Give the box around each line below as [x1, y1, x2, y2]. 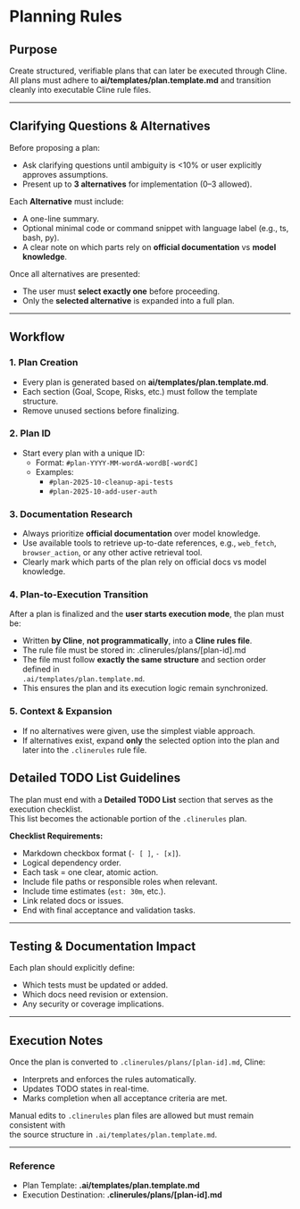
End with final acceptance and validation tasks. [21, 905, 196, 915]
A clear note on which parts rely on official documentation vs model [21, 241, 277, 252]
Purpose [9, 42, 58, 57]
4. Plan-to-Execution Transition [9, 588, 149, 601]
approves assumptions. [21, 169, 109, 179]
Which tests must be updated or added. [21, 980, 169, 990]
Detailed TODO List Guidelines [9, 771, 181, 786]
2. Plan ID [9, 427, 52, 439]
